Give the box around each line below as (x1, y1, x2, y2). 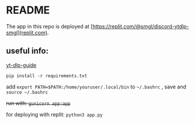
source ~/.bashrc (6, 89, 48, 95)
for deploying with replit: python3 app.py (6, 111, 103, 118)
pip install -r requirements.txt (6, 73, 88, 79)
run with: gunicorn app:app (6, 99, 71, 106)
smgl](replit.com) (6, 29, 48, 36)
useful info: (6, 46, 49, 56)
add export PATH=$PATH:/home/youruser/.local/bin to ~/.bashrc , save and (6, 83, 187, 90)
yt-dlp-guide (6, 61, 37, 68)
